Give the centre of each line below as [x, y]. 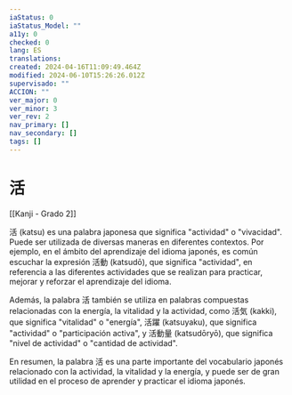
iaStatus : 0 [31, 17]
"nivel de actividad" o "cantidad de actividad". [93, 343]
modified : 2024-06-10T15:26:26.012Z [77, 76]
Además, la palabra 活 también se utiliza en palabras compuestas [129, 300]
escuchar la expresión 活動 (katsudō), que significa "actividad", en [131, 262]
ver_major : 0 [33, 100]
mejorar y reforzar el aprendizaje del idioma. [90, 281]
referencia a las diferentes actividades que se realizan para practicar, [136, 271]
